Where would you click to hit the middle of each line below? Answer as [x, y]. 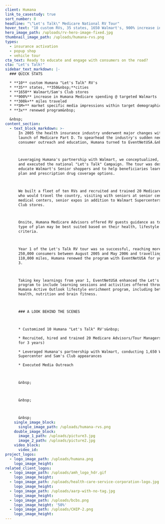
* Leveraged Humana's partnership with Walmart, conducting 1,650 [87, 352]
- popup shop [23, 51]
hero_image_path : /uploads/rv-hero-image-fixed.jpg [59, 33]
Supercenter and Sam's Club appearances [60, 356]
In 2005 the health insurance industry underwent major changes [85, 133]
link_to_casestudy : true [30, 14]
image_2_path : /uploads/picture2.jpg [57, 441]
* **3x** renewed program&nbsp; [43, 111]
